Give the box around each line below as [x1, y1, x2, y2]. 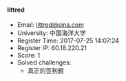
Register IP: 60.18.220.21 [17, 44, 87, 52]
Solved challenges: [17, 58, 72, 67]
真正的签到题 [27, 67, 64, 75]
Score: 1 [17, 51, 41, 60]
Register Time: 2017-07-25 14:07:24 [17, 36, 119, 45]
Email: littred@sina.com [17, 21, 84, 29]
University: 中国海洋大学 [17, 29, 86, 37]
